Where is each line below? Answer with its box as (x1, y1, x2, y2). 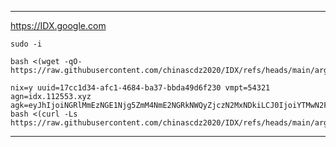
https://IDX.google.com (10, 20, 107, 31)
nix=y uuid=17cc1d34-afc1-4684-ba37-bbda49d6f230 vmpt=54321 (10, 83, 271, 93)
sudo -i (10, 39, 43, 49)
